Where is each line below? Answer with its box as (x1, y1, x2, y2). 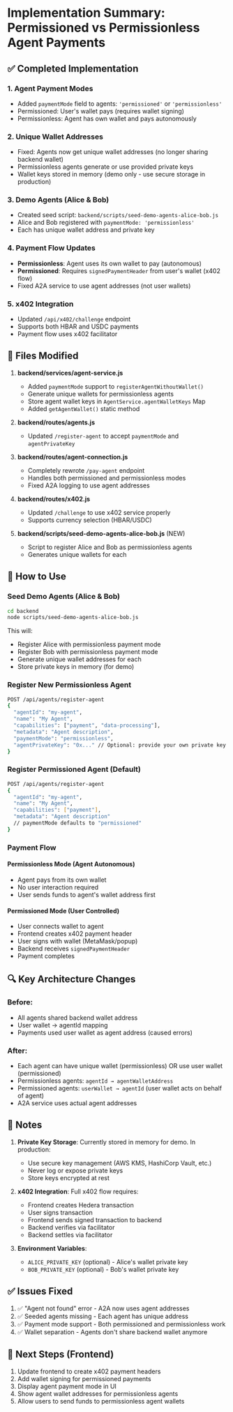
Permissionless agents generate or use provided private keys (17, 162, 194, 171)
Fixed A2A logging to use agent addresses (27, 481, 150, 490)
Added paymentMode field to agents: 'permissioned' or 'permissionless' (17, 99, 223, 108)
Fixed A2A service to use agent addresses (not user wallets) (17, 282, 191, 290)
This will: (7, 627, 33, 635)
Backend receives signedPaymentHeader (17, 944, 130, 953)
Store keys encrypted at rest (27, 1173, 110, 1182)
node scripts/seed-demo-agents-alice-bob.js (7, 614, 139, 621)
